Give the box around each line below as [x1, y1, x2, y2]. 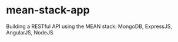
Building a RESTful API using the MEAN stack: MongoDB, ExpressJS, [6, 23, 172, 30]
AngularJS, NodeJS [6, 29, 54, 36]
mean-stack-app [6, 3, 90, 17]
